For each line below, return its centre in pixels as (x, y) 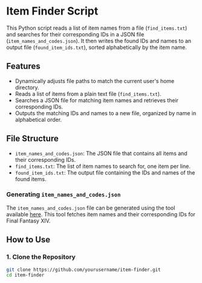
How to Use (28, 240)
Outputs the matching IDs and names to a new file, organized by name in (106, 113)
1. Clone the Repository (41, 257)
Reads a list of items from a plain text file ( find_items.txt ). (88, 94)
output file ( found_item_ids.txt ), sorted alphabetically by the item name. (97, 47)
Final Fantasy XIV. (28, 221)
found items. (31, 179)
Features (23, 66)
